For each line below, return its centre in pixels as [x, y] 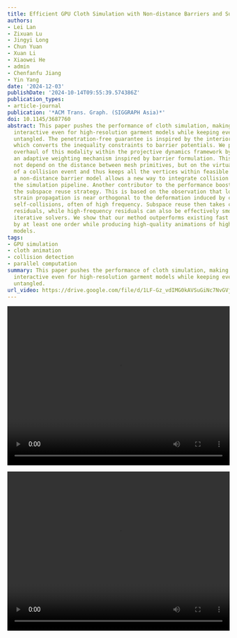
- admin [19, 66]
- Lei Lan [22, 27]
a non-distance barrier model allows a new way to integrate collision [121, 178]
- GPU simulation [33, 244]
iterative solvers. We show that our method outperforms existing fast [121, 218]
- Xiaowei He [26, 60]
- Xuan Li [22, 54]
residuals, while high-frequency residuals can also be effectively [116, 211]
